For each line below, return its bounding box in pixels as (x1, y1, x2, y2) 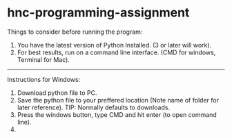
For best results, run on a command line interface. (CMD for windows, (17, 48, 216, 56)
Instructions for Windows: (7, 75, 81, 83)
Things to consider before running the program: (7, 28, 143, 36)
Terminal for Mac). (17, 55, 70, 63)
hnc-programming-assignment (7, 5, 190, 21)
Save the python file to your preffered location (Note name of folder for (17, 96, 220, 104)
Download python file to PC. (17, 88, 97, 97)
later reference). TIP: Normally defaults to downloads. (17, 103, 171, 111)
